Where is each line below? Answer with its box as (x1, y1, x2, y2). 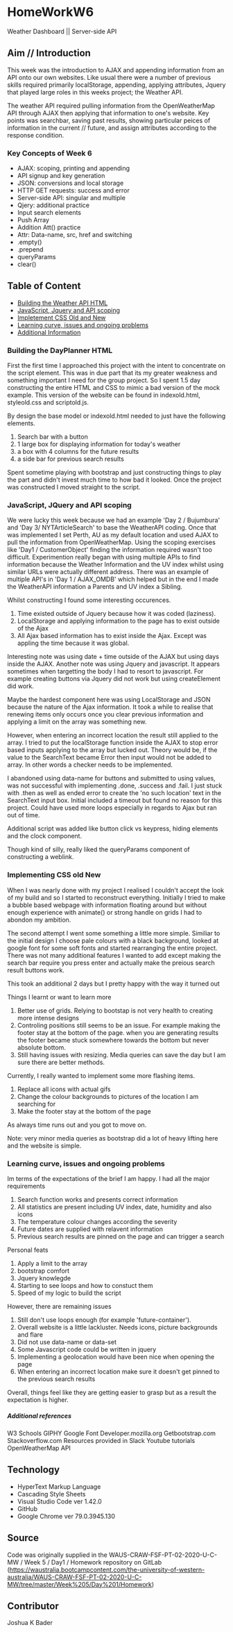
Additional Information (17, 328, 81, 336)
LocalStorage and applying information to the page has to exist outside (17, 617, 220, 626)
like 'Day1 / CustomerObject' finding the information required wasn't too (7, 546, 213, 554)
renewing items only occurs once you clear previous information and (7, 710, 204, 719)
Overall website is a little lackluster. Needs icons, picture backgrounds (17, 1323, 218, 1332)
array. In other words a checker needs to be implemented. (7, 760, 173, 769)
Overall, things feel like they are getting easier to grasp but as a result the (7, 1388, 217, 1397)
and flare (17, 1330, 44, 1339)
